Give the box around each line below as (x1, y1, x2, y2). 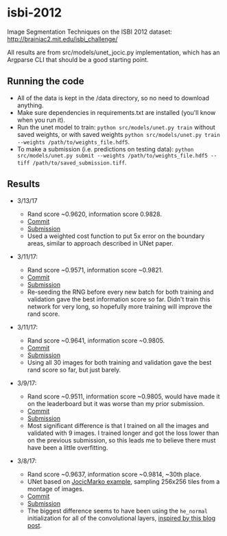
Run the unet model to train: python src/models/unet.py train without (16, 122, 216, 131)
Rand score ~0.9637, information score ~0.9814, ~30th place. (27, 470, 202, 478)
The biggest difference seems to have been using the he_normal (27, 506, 208, 515)
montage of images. (27, 484, 84, 493)
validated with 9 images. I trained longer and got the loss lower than (27, 429, 219, 437)
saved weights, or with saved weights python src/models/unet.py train (16, 130, 221, 138)
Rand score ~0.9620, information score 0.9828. (27, 210, 163, 218)
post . (27, 521, 43, 529)
